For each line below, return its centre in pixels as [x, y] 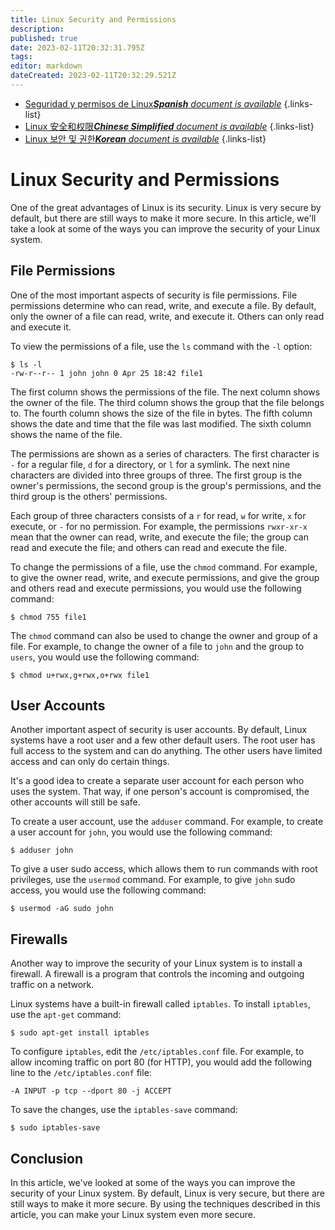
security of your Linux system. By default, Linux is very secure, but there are [167, 1193]
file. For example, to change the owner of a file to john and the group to [157, 646]
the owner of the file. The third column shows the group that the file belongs [167, 402]
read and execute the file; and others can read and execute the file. [149, 547]
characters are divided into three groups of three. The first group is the [156, 475]
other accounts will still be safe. [75, 802]
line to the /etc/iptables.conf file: [81, 1073]
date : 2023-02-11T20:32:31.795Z [77, 47]
